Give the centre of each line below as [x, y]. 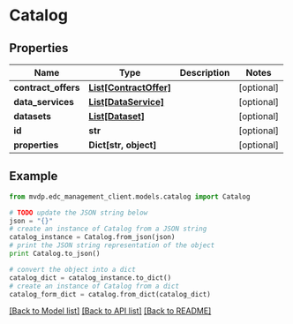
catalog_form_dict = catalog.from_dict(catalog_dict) [110, 294]
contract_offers [47, 87]
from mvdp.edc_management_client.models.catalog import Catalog [130, 196]
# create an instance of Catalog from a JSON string [108, 229]
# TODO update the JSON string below [79, 213]
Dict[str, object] [123, 145]
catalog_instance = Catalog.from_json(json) [92, 237]
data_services [44, 102]
